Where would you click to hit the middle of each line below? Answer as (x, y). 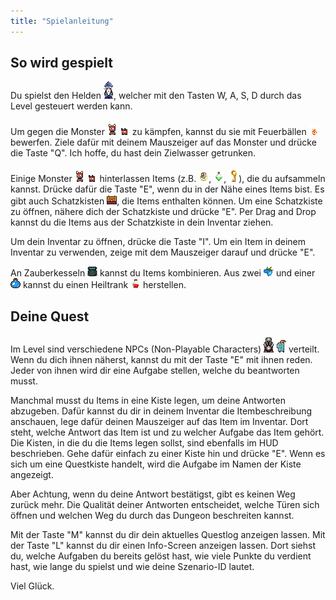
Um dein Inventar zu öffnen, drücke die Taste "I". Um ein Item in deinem (158, 242)
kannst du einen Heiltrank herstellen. (104, 285)
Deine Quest (50, 316)
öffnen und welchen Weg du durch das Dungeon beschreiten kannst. (152, 516)
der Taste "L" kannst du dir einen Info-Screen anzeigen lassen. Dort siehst (163, 546)
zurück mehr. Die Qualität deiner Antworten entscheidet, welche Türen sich (165, 505)
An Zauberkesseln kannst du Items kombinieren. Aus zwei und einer (163, 273)
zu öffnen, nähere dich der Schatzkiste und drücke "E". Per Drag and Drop (163, 212)
